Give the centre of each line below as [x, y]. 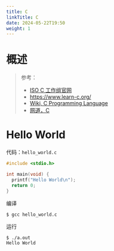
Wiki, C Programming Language [69, 103]
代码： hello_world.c [32, 152]
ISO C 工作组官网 [51, 90]
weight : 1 [19, 28]
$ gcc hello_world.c [32, 215]
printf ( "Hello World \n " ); [44, 180]
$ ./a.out [19, 238]
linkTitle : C [22, 17]
